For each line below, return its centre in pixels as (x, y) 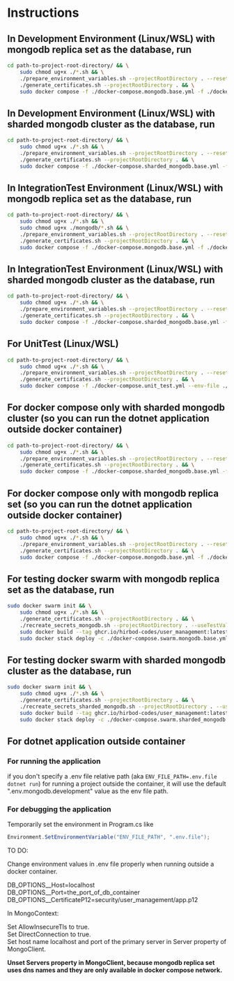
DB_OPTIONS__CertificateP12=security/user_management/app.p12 (103, 900)
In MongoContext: (33, 913)
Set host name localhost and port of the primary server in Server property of (117, 942)
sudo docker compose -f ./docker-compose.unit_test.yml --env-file (119, 386)
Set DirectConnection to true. (49, 934)
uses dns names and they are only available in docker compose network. (115, 970)
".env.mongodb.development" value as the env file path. (88, 791)
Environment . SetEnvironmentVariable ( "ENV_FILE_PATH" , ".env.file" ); (109, 837)
